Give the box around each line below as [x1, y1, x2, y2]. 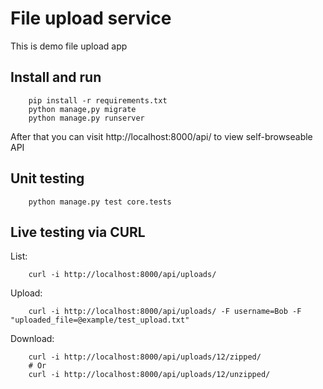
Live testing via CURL [10, 223, 146, 241]
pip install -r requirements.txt [28, 95, 168, 106]
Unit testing [10, 170, 85, 187]
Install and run [10, 69, 102, 86]
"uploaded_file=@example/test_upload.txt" [10, 315, 190, 326]
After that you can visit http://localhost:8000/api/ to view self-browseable [10, 130, 313, 142]
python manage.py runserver [28, 113, 145, 123]
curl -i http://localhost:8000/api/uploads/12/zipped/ [28, 352, 262, 362]
